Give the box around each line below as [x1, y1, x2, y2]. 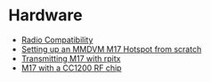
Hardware [8, 5, 83, 26]
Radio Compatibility [20, 34, 93, 45]
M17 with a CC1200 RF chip [20, 63, 122, 73]
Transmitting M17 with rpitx [20, 53, 121, 63]
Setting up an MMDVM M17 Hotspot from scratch [20, 43, 202, 54]
